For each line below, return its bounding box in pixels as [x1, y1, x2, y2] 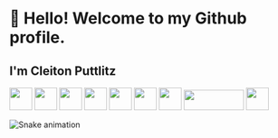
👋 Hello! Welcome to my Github [9, 8, 247, 29]
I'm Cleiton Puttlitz [9, 63, 116, 78]
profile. [9, 27, 66, 48]
